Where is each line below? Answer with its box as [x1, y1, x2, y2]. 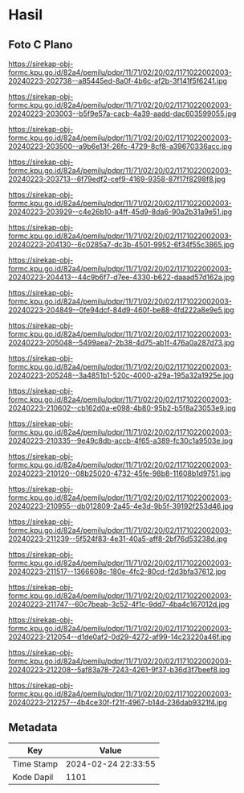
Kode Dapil [12, 771, 54, 783]
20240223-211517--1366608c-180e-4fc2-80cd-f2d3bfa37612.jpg [8, 567, 226, 576]
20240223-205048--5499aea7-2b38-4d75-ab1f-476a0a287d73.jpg [8, 338, 235, 347]
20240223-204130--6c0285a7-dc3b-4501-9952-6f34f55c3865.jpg [8, 240, 234, 249]
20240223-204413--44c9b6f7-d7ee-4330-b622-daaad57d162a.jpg [8, 272, 235, 282]
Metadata [8, 721, 58, 734]
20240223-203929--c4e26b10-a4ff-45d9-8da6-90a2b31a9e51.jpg [8, 207, 233, 217]
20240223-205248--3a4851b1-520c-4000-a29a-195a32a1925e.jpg [8, 370, 234, 380]
